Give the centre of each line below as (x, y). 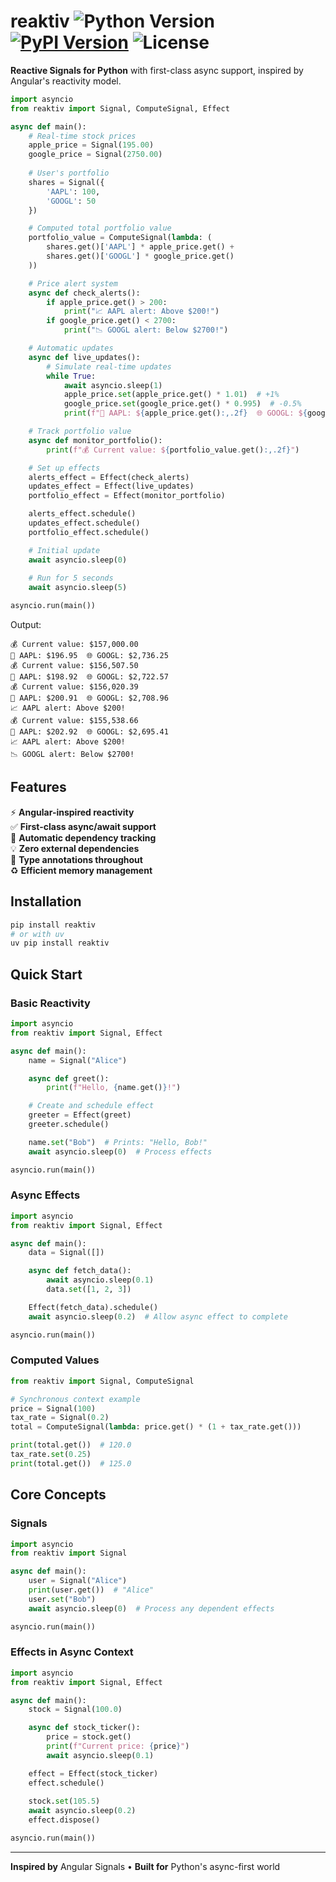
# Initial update (64, 550)
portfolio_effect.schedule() (89, 532)
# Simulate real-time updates (109, 366)
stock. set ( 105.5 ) (64, 1801)
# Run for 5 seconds (71, 578)
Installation (46, 901)
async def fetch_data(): (80, 1271)
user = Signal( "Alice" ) (78, 1581)
